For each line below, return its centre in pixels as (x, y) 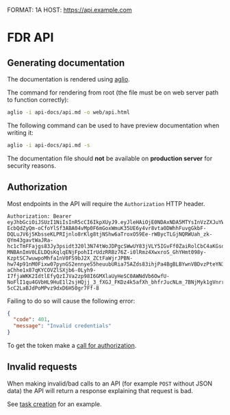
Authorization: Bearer (39, 216)
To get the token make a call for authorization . (72, 346)
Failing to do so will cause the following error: (71, 301)
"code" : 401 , (32, 320)
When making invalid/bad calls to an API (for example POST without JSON (110, 383)
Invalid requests (42, 367)
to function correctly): (38, 100)
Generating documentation (66, 63)
